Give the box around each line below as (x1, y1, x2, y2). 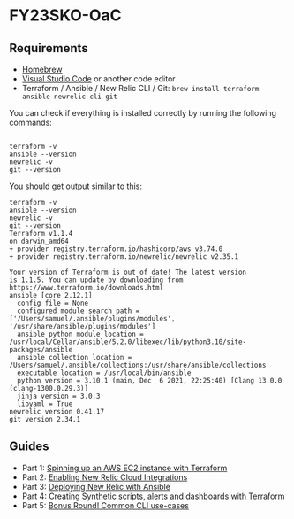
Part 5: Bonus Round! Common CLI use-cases (21, 500, 190, 510)
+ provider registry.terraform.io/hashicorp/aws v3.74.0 (9, 244, 223, 253)
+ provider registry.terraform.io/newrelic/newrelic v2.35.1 (9, 252, 239, 261)
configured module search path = (17, 306, 140, 315)
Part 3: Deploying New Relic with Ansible (21, 481, 170, 492)
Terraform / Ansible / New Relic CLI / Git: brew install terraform (21, 83, 260, 93)
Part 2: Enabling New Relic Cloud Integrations (21, 471, 188, 483)
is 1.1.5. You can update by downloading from (9, 275, 184, 284)
